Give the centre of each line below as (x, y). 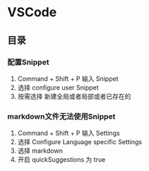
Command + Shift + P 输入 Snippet (68, 78)
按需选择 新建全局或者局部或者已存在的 (74, 96)
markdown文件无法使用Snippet (61, 116)
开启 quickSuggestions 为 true (61, 160)
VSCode (32, 12)
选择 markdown (40, 151)
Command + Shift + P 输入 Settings (68, 133)
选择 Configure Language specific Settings (80, 142)
